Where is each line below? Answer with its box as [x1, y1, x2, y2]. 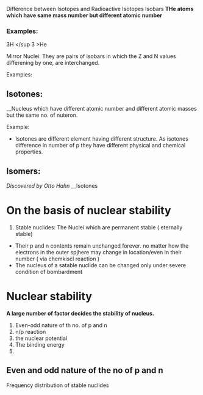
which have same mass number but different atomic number [6, 12, 163, 19]
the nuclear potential [15, 334, 68, 342]
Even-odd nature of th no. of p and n [15, 321, 108, 329]
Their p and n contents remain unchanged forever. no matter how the [15, 242, 189, 249]
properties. [15, 148, 43, 155]
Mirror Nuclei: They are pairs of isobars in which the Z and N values [6, 53, 176, 60]
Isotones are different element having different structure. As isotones [15, 135, 189, 142]
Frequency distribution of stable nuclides [6, 382, 109, 389]
